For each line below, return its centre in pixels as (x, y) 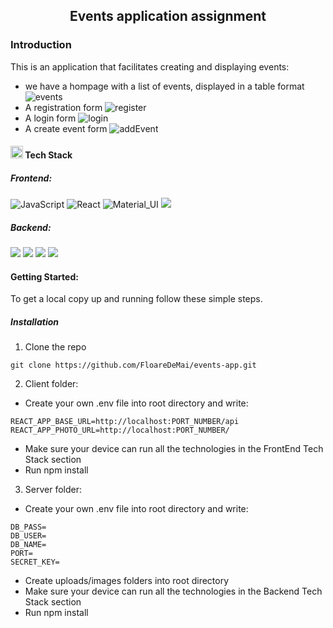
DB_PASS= (28, 527)
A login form (50, 118)
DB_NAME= (28, 545)
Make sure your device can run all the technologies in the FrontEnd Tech (174, 449)
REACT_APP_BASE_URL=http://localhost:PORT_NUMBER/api (125, 422)
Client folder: (51, 384)
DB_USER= (28, 536)
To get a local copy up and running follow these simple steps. (136, 299)
